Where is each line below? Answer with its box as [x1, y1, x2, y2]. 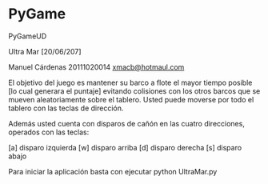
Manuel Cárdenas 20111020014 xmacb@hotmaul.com [8, 62, 185, 72]
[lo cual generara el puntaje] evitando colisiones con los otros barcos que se [8, 86, 261, 96]
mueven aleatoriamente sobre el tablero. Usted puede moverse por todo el [8, 94, 254, 104]
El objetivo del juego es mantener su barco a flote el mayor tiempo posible [8, 78, 253, 87]
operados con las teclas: [8, 127, 90, 137]
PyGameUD [8, 31, 47, 41]
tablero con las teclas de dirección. [8, 103, 124, 113]
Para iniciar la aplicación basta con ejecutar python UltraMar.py [8, 166, 218, 176]
